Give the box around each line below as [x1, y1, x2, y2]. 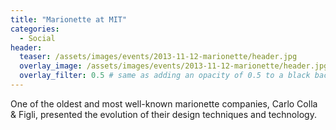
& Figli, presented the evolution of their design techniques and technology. [10, 108, 317, 120]
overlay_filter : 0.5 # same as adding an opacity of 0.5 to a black [19, 71, 311, 81]
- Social [19, 33, 56, 43]
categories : [10, 24, 60, 34]
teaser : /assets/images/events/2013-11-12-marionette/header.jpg [19, 52, 298, 62]
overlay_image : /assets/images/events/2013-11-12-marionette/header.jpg [19, 61, 329, 71]
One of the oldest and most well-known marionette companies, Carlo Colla [10, 97, 318, 110]
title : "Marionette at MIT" [10, 14, 128, 25]
